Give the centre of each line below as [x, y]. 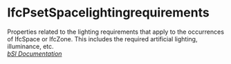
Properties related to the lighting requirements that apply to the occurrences [116, 32]
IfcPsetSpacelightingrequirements [108, 13]
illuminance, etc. [30, 46]
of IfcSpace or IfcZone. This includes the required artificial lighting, [102, 39]
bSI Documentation [35, 54]
